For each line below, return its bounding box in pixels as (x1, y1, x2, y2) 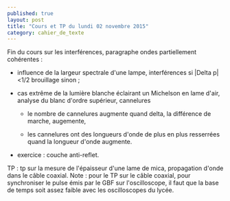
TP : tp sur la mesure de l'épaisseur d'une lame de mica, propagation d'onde (7, 164, 224, 172)
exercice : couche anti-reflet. (16, 151, 100, 159)
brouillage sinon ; (31, 76, 80, 84)
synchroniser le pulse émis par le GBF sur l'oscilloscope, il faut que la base (7, 179, 219, 187)
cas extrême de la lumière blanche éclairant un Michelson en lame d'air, (16, 89, 220, 97)
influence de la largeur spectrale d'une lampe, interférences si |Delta (16, 69, 211, 77)
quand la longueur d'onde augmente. (27, 138, 133, 146)
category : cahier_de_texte (7, 29, 84, 36)
